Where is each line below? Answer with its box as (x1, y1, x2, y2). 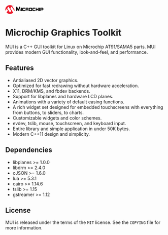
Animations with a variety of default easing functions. (12, 99, 124, 105)
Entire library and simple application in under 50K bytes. (12, 126, 130, 132)
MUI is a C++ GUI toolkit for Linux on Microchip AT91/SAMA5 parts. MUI (5, 44, 156, 50)
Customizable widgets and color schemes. (12, 114, 102, 121)
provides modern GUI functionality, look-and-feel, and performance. (5, 49, 148, 55)
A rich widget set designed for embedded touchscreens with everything (12, 104, 163, 110)
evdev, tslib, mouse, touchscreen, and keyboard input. (12, 120, 126, 126)
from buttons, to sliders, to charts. (12, 109, 84, 115)
